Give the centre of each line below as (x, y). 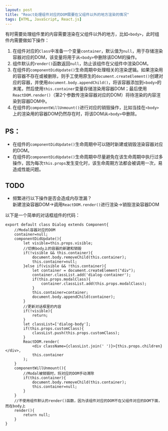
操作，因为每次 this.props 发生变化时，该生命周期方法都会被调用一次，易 (88, 163)
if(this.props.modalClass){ (61, 279)
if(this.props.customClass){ (54, 329)
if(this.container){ (45, 378)
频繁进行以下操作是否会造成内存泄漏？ (52, 198)
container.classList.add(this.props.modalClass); (94, 284)
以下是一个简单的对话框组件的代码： (43, 215)
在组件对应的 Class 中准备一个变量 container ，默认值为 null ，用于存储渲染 (88, 51)
